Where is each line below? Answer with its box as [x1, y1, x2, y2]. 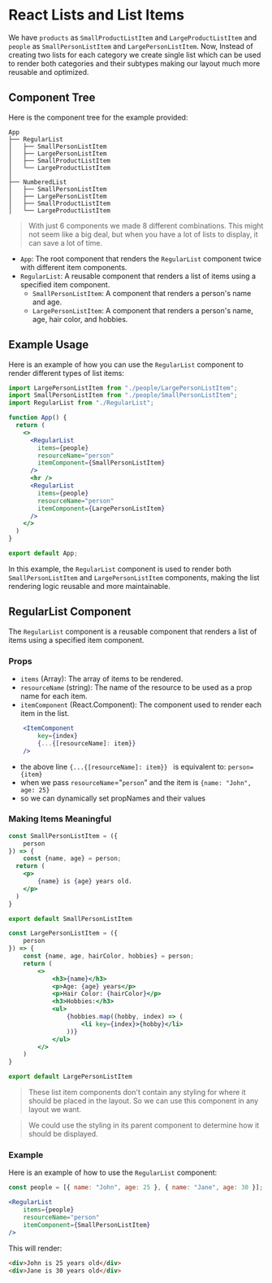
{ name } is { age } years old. [37, 877, 132, 886]
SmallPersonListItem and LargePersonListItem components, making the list [8, 572, 260, 583]
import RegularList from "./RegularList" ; [8, 399, 154, 408]
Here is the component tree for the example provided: [8, 112, 188, 122]
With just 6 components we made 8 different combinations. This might [28, 220, 264, 230]
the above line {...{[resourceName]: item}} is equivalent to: [19, 762, 227, 771]
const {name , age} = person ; [23, 854, 122, 863]
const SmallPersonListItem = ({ [8, 831, 118, 840]
